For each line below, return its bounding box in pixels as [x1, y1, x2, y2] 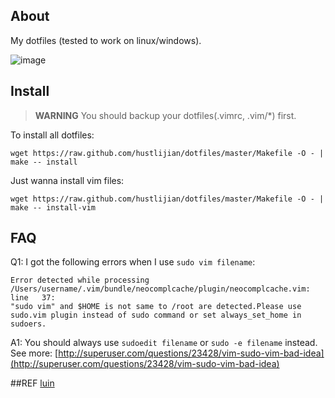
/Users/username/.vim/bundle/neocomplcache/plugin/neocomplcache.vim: [10, 284, 311, 294]
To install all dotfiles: [10, 129, 95, 141]
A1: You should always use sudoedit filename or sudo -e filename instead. [10, 337, 318, 349]
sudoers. [10, 319, 47, 329]
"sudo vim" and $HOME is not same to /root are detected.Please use [10, 302, 302, 312]
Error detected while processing [10, 275, 150, 286]
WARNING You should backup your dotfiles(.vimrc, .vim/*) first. [34, 109, 297, 121]
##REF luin [10, 377, 55, 389]
